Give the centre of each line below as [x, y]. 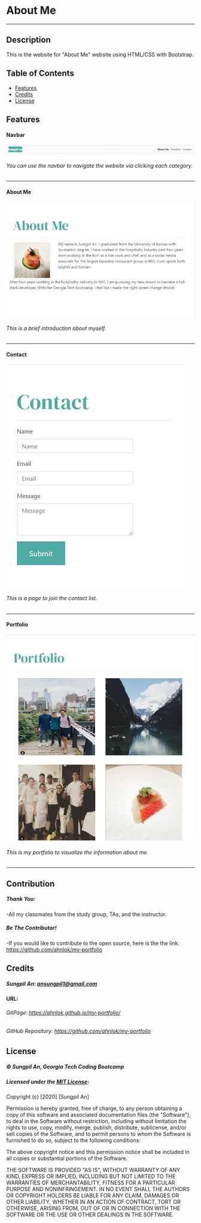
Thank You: [21, 899]
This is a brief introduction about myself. [56, 328]
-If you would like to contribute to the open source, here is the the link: [93, 943]
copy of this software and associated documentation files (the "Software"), [99, 1115]
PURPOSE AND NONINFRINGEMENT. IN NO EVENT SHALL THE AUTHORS [98, 1189]
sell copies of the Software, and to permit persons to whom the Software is [99, 1134]
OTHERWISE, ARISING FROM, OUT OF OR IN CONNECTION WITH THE [93, 1209]
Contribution [31, 884]
